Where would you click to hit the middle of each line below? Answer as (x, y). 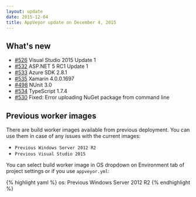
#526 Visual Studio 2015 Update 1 (55, 60)
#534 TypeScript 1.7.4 (41, 91)
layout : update (25, 11)
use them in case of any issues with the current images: (73, 136)
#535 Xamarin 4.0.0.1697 (44, 79)
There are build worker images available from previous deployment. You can (98, 130)
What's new (28, 46)
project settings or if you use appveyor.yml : (58, 171)
